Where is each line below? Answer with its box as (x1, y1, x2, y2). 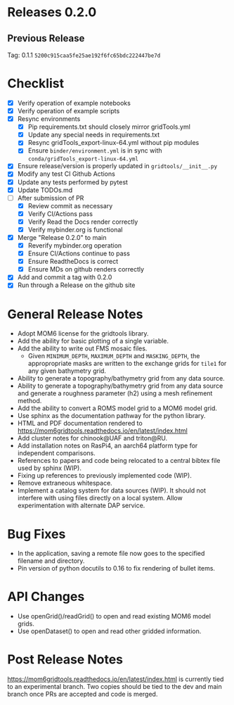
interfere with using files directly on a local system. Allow (17, 494, 183, 502)
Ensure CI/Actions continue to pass (27, 249, 130, 258)
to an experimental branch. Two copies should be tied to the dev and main (7, 682, 223, 691)
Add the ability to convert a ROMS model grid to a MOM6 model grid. (17, 404, 218, 412)
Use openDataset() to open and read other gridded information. (17, 627, 202, 635)
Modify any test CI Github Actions (17, 170, 116, 178)
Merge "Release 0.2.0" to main (17, 233, 107, 241)
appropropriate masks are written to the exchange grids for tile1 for (27, 360, 227, 368)
